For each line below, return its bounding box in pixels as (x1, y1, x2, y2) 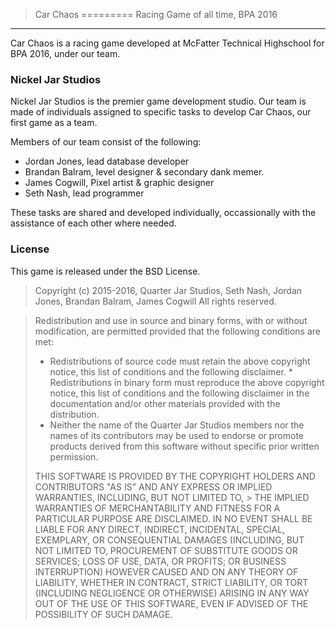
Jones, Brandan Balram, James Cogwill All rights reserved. (34, 295, 277, 307)
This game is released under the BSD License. (10, 265, 201, 277)
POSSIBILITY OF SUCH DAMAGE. (34, 608, 173, 620)
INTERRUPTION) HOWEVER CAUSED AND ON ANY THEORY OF (34, 565, 299, 578)
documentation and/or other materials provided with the (49, 397, 281, 409)
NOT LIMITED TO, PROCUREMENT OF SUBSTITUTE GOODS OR (34, 544, 298, 556)
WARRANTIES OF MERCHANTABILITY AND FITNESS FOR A (34, 502, 281, 514)
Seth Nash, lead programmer (24, 187, 145, 199)
